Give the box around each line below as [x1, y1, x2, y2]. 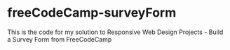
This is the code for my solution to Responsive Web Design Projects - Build [7, 28, 224, 36]
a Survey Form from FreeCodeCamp [7, 35, 112, 43]
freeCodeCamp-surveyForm [7, 5, 177, 21]
